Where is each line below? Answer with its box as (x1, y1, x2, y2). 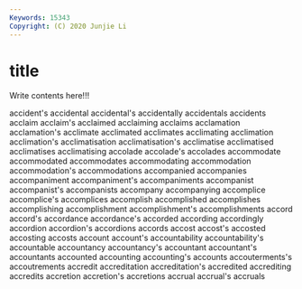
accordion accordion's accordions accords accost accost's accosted (9, 223, 266, 234)
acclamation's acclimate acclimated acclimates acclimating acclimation (9, 127, 274, 138)
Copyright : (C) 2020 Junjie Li (9, 22, 127, 31)
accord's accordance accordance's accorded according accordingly (9, 213, 264, 224)
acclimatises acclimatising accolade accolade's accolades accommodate (9, 146, 281, 157)
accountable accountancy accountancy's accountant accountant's (9, 242, 258, 253)
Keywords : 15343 (9, 13, 70, 23)
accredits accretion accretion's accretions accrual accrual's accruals (9, 271, 266, 282)
